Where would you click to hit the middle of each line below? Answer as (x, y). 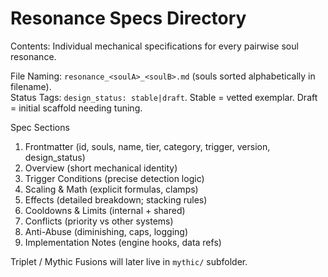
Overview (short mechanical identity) (101, 168)
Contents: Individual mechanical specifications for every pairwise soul (154, 46)
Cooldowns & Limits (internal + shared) (105, 210)
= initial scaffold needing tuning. (76, 108)
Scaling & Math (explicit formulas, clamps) (111, 189)
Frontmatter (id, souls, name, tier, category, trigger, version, (147, 146)
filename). (31, 86)
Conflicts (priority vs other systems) (99, 221)
